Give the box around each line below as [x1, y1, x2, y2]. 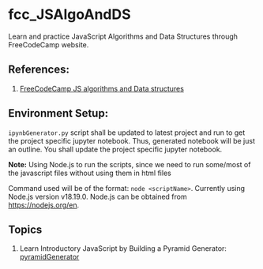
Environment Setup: [8, 106, 109, 120]
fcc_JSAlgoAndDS [8, 6, 132, 24]
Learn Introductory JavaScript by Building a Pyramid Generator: [19, 244, 227, 253]
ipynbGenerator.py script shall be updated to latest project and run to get [8, 128, 246, 137]
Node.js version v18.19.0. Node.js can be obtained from [8, 192, 187, 201]
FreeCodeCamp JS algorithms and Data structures [19, 84, 184, 93]
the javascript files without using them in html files [8, 168, 171, 177]
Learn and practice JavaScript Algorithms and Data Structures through [8, 32, 239, 41]
